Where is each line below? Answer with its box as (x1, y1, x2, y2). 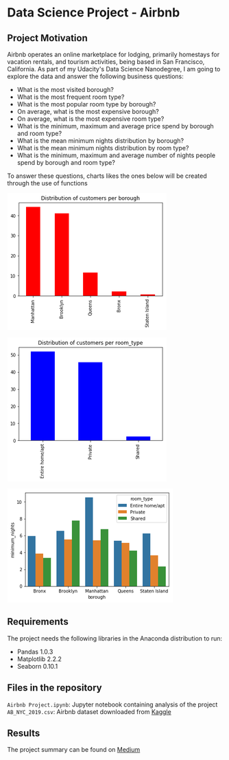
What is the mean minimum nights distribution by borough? (16, 137, 184, 145)
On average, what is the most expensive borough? (16, 108, 159, 115)
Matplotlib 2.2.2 (16, 654, 62, 663)
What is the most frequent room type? (16, 93, 125, 101)
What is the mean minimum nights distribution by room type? (16, 144, 189, 152)
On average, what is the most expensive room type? (16, 115, 165, 123)
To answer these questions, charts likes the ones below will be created (7, 172, 207, 180)
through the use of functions (7, 179, 88, 187)
